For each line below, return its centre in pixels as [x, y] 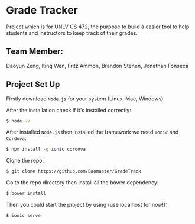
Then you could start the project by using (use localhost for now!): [87, 205]
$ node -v [18, 121]
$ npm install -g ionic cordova [46, 149]
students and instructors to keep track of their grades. [72, 33]
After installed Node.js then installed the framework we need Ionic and [92, 132]
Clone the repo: [25, 161]
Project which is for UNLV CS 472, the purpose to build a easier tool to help [98, 27]
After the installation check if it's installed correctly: [69, 110]
